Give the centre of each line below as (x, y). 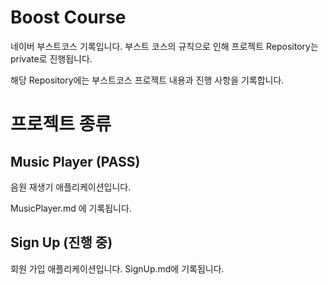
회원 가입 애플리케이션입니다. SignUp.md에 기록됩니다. (117, 268)
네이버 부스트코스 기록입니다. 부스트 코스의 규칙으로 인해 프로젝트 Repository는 (164, 46)
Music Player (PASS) (75, 161)
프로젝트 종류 (61, 124)
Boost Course (68, 17)
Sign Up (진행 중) (61, 242)
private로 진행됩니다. (51, 58)
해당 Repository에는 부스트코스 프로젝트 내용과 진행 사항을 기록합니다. (147, 80)
